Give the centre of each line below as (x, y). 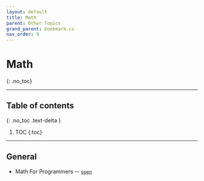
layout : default (27, 12)
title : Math (21, 18)
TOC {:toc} (29, 132)
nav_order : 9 (23, 35)
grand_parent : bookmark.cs (40, 29)
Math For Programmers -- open (53, 171)
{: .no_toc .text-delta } (34, 120)
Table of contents (40, 106)
